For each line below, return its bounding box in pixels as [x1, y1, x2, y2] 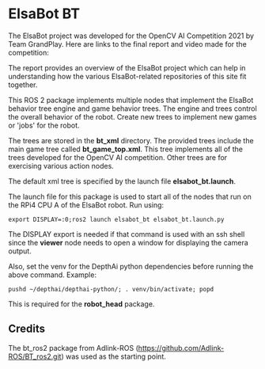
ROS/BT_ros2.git [8, 352, 62, 361]
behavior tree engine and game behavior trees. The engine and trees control [8, 104, 257, 113]
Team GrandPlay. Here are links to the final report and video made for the [8, 39, 247, 48]
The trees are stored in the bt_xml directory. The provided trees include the [8, 135, 255, 145]
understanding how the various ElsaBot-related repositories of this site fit [8, 71, 247, 81]
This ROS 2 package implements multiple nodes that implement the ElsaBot [8, 95, 254, 105]
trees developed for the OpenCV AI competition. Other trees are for [8, 152, 228, 162]
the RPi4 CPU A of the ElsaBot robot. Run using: [8, 200, 165, 210]
